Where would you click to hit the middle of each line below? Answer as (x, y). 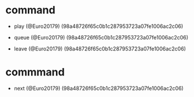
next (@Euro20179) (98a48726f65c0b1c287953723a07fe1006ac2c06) (99, 88)
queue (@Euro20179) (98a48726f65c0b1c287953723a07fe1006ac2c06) (101, 37)
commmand (35, 72)
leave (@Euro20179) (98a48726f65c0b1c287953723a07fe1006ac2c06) (100, 48)
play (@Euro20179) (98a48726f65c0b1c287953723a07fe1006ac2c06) (98, 26)
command (31, 10)
